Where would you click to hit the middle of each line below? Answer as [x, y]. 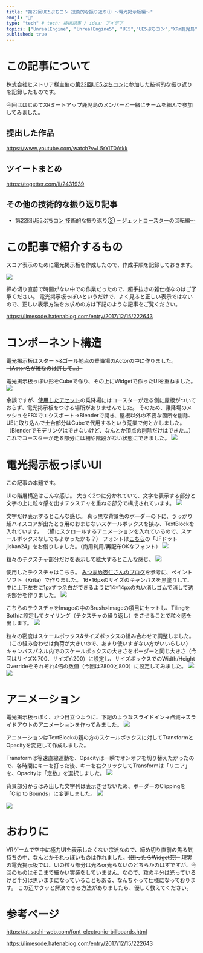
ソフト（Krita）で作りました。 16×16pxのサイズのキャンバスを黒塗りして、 [100, 580]
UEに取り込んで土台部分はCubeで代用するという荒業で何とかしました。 [96, 423]
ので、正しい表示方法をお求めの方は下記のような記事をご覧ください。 [94, 305]
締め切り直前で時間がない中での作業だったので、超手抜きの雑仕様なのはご [99, 289]
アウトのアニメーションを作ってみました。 [69, 725]
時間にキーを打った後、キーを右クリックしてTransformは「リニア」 [106, 766]
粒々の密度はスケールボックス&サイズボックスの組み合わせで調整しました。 [100, 636]
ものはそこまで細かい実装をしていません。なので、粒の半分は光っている [106, 873]
